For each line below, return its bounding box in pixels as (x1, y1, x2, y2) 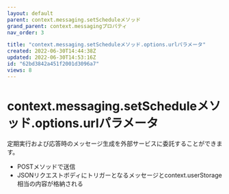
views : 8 (7, 66, 32, 74)
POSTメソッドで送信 (16, 162, 76, 171)
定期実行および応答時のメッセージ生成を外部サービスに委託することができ (7, 139, 217, 148)
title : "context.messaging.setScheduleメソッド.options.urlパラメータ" (7, 42, 206, 48)
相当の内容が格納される (16, 179, 83, 188)
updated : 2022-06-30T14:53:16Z (7, 54, 96, 61)
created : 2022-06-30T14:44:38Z (7, 48, 96, 55)
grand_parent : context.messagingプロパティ (7, 23, 128, 29)
